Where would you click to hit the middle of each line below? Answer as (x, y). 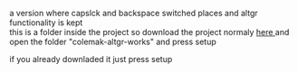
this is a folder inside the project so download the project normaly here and (149, 32)
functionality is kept (46, 23)
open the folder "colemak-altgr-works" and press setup (113, 41)
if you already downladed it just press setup (91, 59)
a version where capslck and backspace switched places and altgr (134, 13)
